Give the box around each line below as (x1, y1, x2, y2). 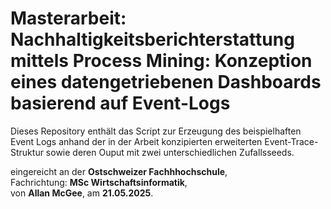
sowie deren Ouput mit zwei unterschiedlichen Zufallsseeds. (45, 146, 295, 158)
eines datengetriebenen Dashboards (10, 71, 322, 94)
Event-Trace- (264, 135, 319, 147)
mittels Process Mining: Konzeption (10, 50, 313, 72)
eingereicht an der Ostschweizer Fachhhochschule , (10, 165, 228, 177)
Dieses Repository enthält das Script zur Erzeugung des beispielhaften (10, 125, 302, 137)
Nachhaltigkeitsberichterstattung (10, 28, 295, 51)
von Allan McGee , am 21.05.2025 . (10, 187, 154, 199)
